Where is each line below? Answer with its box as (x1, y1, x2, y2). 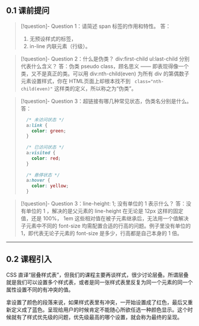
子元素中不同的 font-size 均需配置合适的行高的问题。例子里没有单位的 (20, 222, 191, 230)
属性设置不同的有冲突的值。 (6, 286, 74, 293)
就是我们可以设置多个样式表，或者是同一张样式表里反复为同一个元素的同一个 (6, 278, 193, 286)
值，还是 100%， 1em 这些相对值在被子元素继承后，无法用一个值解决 (20, 215, 189, 222)
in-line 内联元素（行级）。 (29, 42, 91, 49)
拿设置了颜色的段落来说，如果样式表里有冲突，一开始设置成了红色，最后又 (6, 299, 188, 306)
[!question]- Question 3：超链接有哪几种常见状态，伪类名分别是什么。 (20, 97, 192, 105)
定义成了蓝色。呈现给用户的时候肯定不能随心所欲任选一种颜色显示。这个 (11, 306, 188, 313)
